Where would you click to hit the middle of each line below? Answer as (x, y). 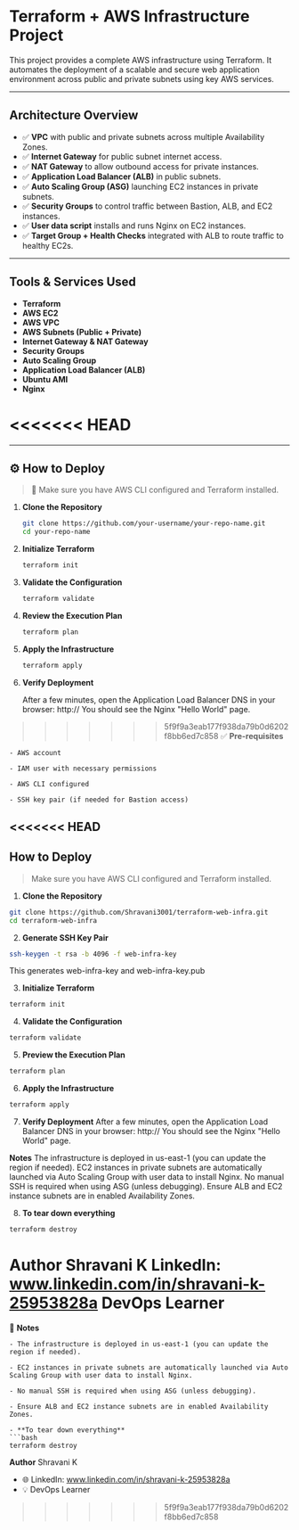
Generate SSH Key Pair (65, 937)
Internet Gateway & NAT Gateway (85, 341)
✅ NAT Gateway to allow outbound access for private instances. (141, 166)
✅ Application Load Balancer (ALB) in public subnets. (121, 177)
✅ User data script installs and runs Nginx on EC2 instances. (134, 226)
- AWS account (36, 753)
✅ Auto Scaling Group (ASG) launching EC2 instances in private (140, 186)
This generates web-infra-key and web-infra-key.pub (107, 971)
